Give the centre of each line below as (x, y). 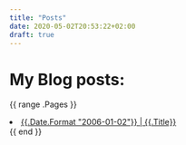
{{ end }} (26, 131)
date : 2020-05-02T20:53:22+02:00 (73, 26)
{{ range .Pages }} (43, 104)
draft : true (32, 34)
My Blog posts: (67, 79)
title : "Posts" (38, 18)
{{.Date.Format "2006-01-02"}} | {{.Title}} (99, 122)
